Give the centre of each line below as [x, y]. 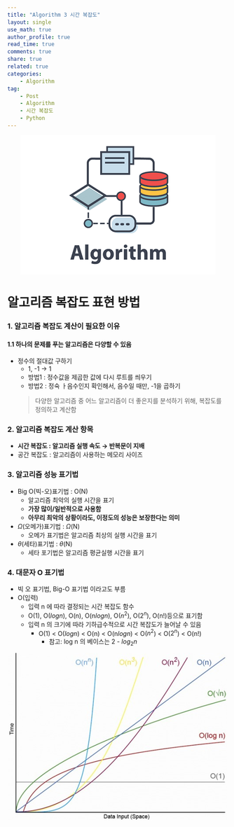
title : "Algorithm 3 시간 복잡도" [54, 15]
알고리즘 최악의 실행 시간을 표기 [71, 500]
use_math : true [29, 29]
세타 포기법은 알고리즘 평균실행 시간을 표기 [86, 553]
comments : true [29, 52]
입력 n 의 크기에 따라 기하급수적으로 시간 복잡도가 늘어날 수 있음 [115, 624]
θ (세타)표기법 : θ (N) [45, 543]
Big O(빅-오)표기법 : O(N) [53, 491]
